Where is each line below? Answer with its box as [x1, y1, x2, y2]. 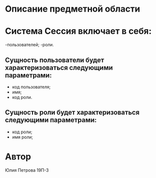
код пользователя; [12, 84, 51, 89]
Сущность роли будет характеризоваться [5, 108, 140, 117]
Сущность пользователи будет [5, 56, 104, 64]
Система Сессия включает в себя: [5, 26, 152, 37]
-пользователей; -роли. [5, 42, 54, 48]
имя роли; [12, 134, 33, 140]
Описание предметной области [5, 3, 140, 15]
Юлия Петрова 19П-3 [5, 167, 49, 173]
